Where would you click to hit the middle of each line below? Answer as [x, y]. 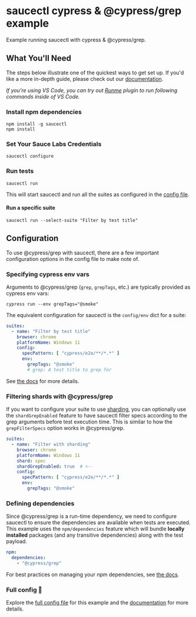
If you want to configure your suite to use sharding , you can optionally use [96, 409]
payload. [17, 541]
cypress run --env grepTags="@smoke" [52, 304]
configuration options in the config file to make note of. [73, 259]
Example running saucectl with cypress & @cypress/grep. [76, 40]
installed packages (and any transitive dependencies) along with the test [95, 535]
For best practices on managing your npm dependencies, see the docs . [93, 574]
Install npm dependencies [44, 112]
